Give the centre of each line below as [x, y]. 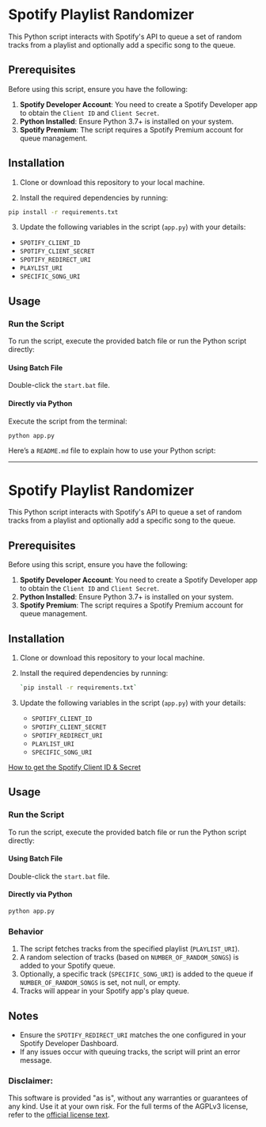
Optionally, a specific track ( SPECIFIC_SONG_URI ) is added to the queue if [136, 974]
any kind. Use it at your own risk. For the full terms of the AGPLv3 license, [128, 1106]
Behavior [26, 931]
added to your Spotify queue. [68, 966]
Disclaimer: [31, 1080]
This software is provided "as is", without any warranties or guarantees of [128, 1098]
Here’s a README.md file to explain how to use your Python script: [112, 450]
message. [36, 1060]
